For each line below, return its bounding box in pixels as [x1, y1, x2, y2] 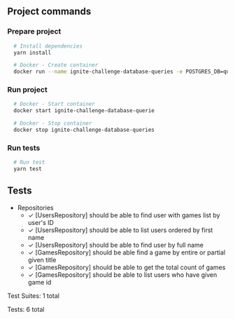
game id [27, 278, 52, 286]
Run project [7, 85, 48, 95]
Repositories [17, 203, 54, 212]
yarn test [13, 165, 42, 172]
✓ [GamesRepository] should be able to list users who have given [27, 270, 218, 279]
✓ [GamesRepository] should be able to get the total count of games [27, 263, 226, 271]
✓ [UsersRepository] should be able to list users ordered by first [27, 226, 213, 234]
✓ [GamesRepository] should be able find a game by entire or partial [27, 248, 226, 257]
